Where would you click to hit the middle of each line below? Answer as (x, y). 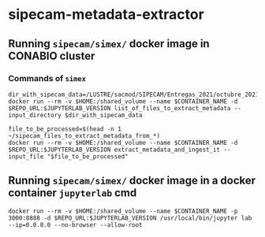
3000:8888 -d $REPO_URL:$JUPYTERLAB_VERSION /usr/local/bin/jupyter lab (130, 218)
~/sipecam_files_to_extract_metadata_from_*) (84, 135)
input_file (26, 156)
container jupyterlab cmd (73, 193)
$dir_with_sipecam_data (104, 115)
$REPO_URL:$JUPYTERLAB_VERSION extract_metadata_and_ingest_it (114, 150)
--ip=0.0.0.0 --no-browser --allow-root (76, 225)
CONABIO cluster (52, 56)
